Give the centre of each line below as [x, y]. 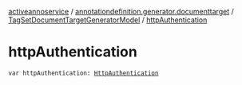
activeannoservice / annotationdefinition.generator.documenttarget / [121, 12]
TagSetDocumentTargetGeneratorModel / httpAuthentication [108, 20]
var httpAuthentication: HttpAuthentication [83, 73]
